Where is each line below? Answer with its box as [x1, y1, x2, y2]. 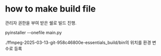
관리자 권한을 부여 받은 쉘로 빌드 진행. [5, 20, 77, 26]
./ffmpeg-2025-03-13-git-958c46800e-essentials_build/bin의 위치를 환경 [5, 40, 151, 45]
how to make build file [5, 3, 96, 14]
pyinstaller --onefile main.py [5, 29, 62, 35]
